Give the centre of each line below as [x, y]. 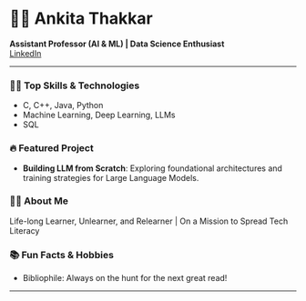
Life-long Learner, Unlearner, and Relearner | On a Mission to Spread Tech [149, 221]
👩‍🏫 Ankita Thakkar [81, 19]
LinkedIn [25, 53]
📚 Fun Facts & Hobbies [61, 255]
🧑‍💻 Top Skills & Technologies [75, 85]
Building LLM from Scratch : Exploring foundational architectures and [152, 168]
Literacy [25, 230]
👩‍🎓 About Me [39, 201]
